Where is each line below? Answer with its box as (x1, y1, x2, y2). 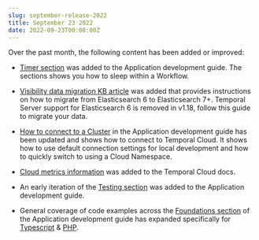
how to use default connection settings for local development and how (19, 143, 249, 153)
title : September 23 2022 (8, 19, 93, 27)
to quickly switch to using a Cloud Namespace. (19, 152, 172, 161)
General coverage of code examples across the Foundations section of (19, 206, 250, 216)
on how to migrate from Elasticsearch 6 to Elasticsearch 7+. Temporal (19, 95, 246, 105)
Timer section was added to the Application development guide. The (19, 63, 242, 72)
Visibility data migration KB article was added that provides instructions (19, 87, 251, 96)
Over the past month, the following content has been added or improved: (8, 48, 245, 57)
